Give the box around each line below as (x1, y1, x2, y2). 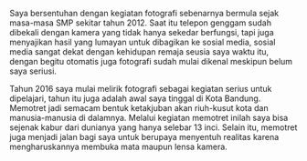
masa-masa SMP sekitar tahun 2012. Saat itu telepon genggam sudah (9, 17, 272, 28)
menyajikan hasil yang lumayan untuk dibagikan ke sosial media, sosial (9, 36, 276, 47)
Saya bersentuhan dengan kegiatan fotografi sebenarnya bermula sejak (9, 8, 280, 18)
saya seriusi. (9, 65, 58, 76)
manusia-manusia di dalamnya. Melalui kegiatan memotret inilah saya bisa (9, 113, 289, 123)
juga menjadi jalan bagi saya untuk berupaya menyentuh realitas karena (9, 132, 280, 142)
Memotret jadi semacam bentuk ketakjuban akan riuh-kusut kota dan (9, 103, 269, 113)
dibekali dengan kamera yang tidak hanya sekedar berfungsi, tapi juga (9, 27, 274, 37)
